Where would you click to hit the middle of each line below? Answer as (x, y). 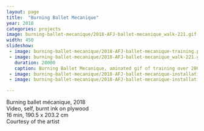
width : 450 (20, 40)
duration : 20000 (35, 62)
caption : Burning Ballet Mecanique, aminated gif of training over (101, 68)
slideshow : (20, 46)
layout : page (23, 12)
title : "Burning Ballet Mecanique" (53, 18)
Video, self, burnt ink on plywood (48, 109)
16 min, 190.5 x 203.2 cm (37, 115)
